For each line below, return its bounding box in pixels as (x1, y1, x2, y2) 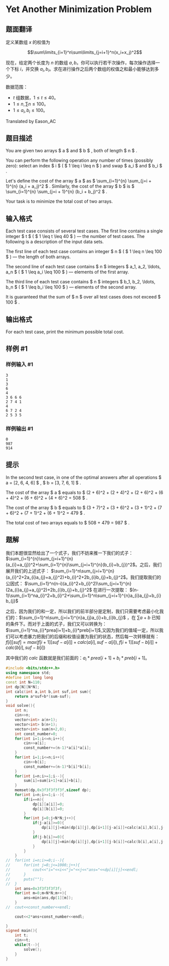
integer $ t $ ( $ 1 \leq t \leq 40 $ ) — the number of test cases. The (6, 233, 145, 239)
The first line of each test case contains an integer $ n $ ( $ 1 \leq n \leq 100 (6, 249, 162, 255)
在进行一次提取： (93, 586, 128, 593)
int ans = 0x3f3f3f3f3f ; (15, 886, 62, 891)
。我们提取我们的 (125, 574, 161, 580)
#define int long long (6, 675, 53, 680)
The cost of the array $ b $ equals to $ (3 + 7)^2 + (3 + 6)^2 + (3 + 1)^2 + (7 (6, 504, 162, 510)
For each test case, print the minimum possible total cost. (6, 329, 124, 335)
